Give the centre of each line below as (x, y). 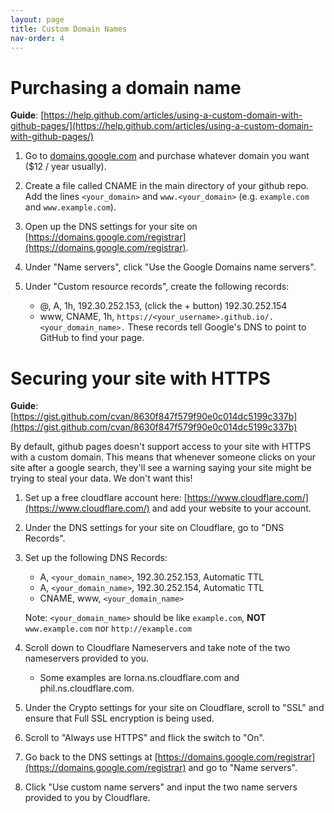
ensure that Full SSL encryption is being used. (119, 718)
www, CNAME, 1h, (77, 317)
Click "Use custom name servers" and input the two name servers (161, 787)
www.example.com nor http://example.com (108, 628)
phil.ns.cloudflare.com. (87, 688)
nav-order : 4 (37, 38)
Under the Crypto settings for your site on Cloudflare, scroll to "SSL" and (174, 708)
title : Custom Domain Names (69, 29)
